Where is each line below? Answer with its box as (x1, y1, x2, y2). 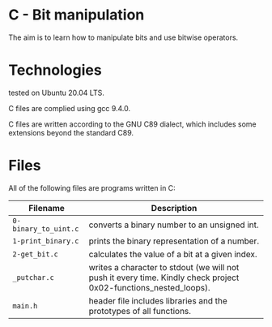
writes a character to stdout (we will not (88, 261, 240, 273)
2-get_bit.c (12, 249, 59, 259)
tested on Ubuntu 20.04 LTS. (8, 88, 105, 97)
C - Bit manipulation (8, 6, 145, 24)
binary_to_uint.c (12, 224, 79, 233)
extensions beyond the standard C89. (8, 127, 134, 137)
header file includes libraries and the (88, 295, 228, 306)
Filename (28, 202, 65, 213)
